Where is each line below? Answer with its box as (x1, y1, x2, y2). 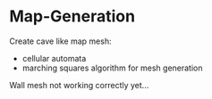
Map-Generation (9, 6, 136, 27)
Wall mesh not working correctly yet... (9, 79, 149, 90)
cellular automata (21, 53, 87, 63)
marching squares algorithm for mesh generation (21, 62, 203, 73)
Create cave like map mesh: (9, 36, 112, 46)
